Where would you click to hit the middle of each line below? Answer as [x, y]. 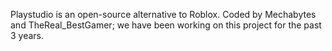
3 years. [27, 35]
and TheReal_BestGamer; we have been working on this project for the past [166, 25]
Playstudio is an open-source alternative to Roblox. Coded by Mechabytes [163, 14]
